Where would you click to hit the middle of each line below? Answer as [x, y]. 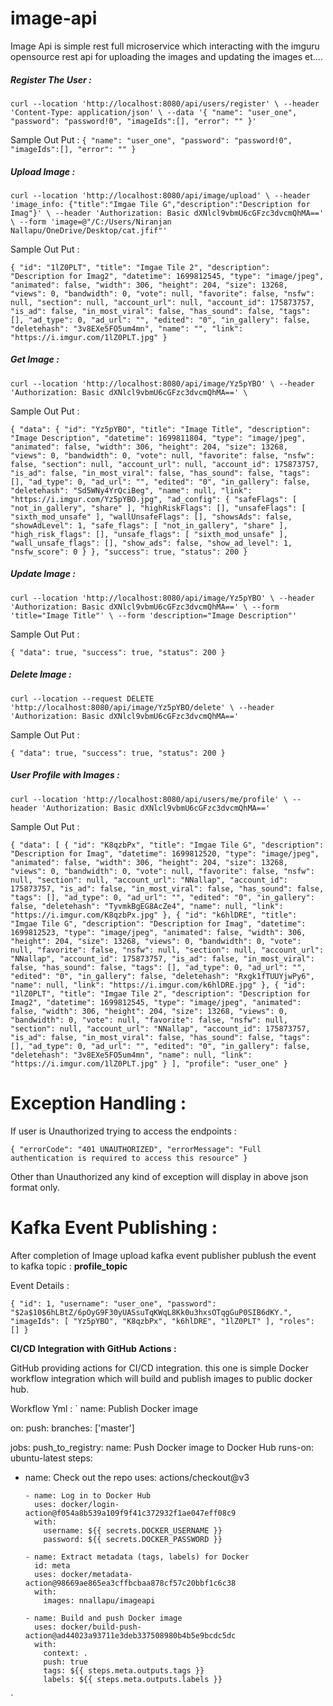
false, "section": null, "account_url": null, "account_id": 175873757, [165, 464]
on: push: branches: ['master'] [72, 1428]
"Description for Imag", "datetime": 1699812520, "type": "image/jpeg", [165, 853]
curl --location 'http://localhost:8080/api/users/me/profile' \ [149, 799]
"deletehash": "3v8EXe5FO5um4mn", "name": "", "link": [127, 328]
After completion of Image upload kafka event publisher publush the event [163, 1255]
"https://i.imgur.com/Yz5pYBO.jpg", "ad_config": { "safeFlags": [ [154, 499]
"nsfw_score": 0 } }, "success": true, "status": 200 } [129, 552]
